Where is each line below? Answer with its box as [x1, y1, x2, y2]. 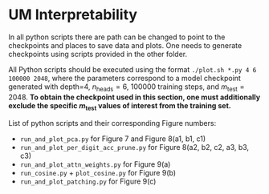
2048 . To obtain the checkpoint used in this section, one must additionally [8, 92, 261, 102]
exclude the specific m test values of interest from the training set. [8, 100, 231, 112]
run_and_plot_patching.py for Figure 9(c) [19, 176, 157, 186]
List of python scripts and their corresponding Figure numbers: [8, 118, 217, 127]
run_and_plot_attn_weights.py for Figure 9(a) [19, 159, 171, 169]
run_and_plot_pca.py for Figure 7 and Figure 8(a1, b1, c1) [19, 134, 206, 143]
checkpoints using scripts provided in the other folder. [8, 49, 188, 59]
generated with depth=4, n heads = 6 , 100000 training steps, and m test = [8, 82, 245, 93]
